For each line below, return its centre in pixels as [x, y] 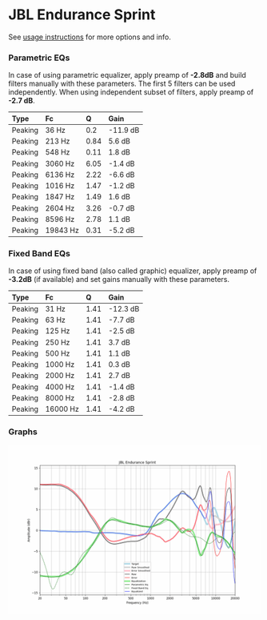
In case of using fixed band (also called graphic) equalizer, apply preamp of [133, 271]
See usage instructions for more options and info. [90, 37]
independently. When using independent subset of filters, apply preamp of [131, 92]
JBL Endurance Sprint [82, 15]
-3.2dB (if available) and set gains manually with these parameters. [119, 280]
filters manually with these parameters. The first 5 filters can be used [122, 84]
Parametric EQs [39, 58]
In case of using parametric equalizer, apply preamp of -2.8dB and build [127, 75]
